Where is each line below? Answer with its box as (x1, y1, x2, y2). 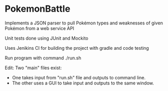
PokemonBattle (5, 3, 70, 15)
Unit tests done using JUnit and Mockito (5, 35, 89, 41)
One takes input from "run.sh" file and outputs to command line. (12, 74, 146, 80)
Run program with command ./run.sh (5, 54, 81, 61)
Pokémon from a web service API (5, 25, 74, 31)
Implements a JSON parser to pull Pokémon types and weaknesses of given (5, 20, 163, 26)
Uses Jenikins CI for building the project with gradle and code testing (5, 45, 149, 51)
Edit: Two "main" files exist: (5, 65, 62, 71)
